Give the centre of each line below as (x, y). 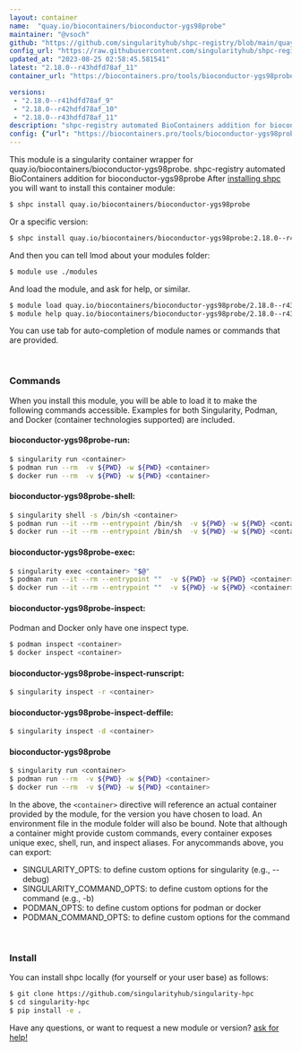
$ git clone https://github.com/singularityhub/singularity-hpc (132, 994)
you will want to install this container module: (92, 188)
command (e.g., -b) (58, 898)
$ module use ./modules (54, 272)
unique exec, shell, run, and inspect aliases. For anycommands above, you (146, 843)
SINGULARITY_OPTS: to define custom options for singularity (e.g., (146, 870)
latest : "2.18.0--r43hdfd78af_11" (74, 68)
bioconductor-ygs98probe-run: (70, 440)
